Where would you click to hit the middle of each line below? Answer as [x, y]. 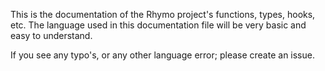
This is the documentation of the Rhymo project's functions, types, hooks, [163, 14]
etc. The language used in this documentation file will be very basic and [158, 25]
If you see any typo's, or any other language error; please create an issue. [162, 55]
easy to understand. [51, 35]
